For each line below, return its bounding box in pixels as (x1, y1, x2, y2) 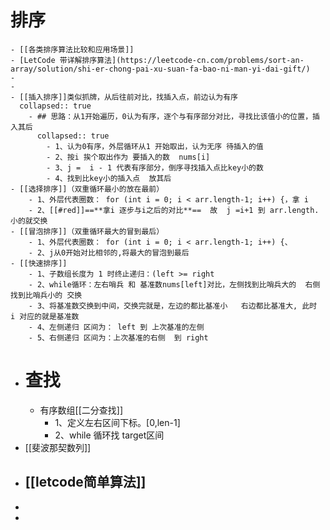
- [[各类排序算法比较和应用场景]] (10, 44, 135, 55)
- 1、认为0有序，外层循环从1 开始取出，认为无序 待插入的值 (46, 141, 264, 151)
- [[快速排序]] (10, 258, 68, 268)
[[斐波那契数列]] (24, 441, 92, 453)
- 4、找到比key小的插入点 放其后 (46, 173, 172, 183)
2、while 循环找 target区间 (54, 429, 165, 441)
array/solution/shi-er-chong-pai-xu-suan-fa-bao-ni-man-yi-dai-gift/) (10, 64, 311, 74)
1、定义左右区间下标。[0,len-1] (54, 416, 181, 428)
